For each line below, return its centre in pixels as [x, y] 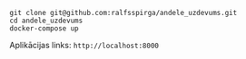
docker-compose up [44, 29]
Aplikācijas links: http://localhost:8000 [84, 45]
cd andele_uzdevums [46, 21]
